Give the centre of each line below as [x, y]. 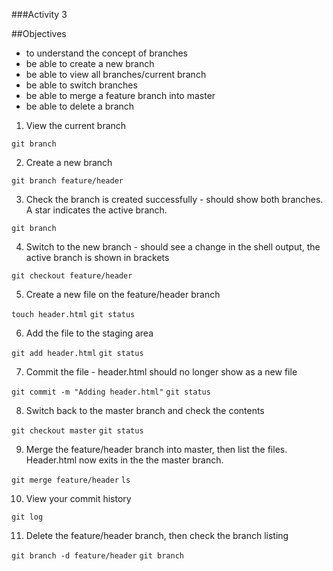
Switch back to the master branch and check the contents [145, 410]
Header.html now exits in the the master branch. [124, 460]
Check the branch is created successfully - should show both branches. [174, 199]
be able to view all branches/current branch [116, 74]
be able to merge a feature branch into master [120, 95]
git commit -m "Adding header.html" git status [111, 392]
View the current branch [76, 125]
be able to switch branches [81, 85]
